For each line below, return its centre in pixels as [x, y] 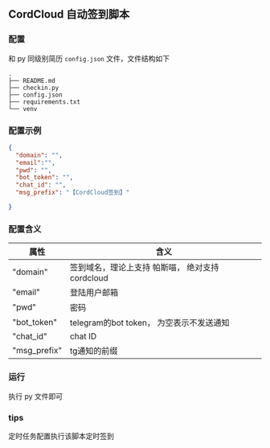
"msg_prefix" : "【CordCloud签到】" [73, 193]
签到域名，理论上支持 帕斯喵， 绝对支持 [144, 268]
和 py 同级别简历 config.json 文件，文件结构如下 [89, 58]
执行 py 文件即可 [36, 396]
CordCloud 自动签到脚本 [69, 14]
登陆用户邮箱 [94, 293]
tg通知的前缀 [94, 351]
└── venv [23, 109]
